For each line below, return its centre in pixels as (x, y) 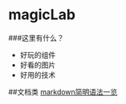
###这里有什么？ (36, 38)
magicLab (42, 15)
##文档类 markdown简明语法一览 (63, 92)
